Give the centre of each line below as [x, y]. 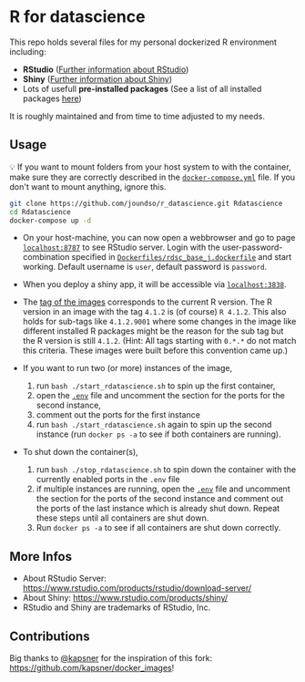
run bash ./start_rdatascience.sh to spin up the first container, [156, 386]
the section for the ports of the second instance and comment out [160, 499]
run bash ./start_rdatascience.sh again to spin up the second [154, 425]
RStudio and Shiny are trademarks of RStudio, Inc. [117, 607]
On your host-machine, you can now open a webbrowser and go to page [159, 238]
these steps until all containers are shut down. [122, 518]
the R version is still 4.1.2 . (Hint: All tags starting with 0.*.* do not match [159, 341]
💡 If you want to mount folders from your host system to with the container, [150, 167]
